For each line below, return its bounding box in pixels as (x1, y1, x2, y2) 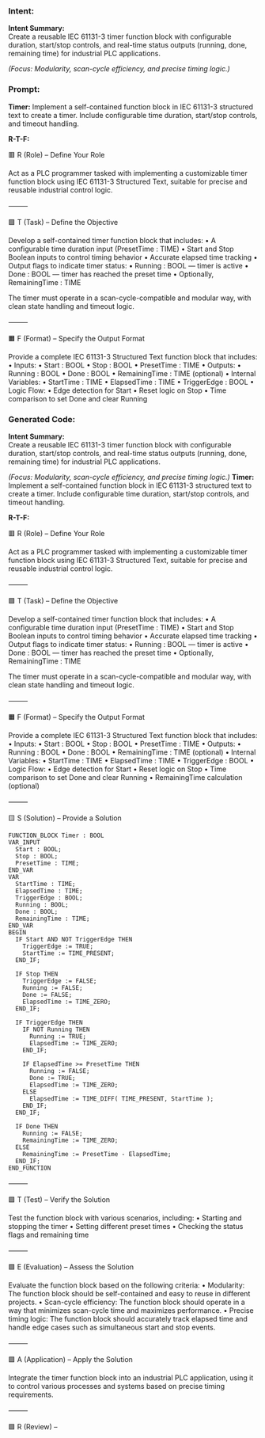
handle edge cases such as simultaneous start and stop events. (8, 1322, 216, 1332)
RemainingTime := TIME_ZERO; (22, 1136, 119, 1144)
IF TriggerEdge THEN (15, 1018, 83, 1026)
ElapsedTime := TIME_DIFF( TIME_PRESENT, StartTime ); (28, 1094, 214, 1102)
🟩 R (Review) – (8, 1421, 58, 1431)
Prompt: (8, 84, 40, 95)
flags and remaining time (8, 1230, 89, 1239)
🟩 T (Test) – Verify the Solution (8, 1194, 111, 1204)
